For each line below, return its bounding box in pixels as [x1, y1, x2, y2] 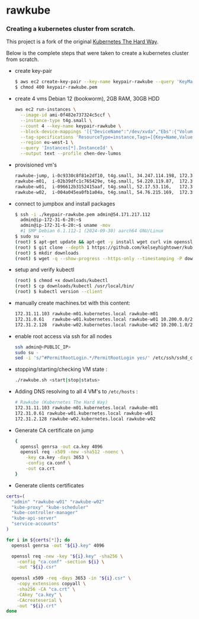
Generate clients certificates [14, 482, 84, 489]
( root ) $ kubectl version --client [14, 288, 103, 295]
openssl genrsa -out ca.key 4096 [20, 444, 103, 450]
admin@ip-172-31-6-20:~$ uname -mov [20, 223, 111, 229]
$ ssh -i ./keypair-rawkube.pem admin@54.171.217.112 [14, 211, 150, 217]
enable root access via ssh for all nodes [14, 332, 113, 339]
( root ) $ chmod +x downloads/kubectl [14, 278, 108, 284]
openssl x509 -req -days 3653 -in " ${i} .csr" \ [11, 575, 131, 581]
